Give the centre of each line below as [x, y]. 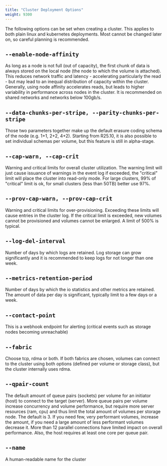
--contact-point [30, 315]
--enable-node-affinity [42, 54]
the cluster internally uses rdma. [38, 369]
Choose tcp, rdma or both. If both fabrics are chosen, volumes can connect [83, 358]
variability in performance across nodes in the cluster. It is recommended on [83, 92]
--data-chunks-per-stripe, [47, 113]
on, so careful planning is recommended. [47, 39]
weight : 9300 [19, 14]
